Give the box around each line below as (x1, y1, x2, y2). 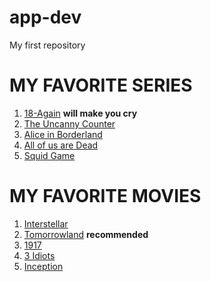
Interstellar (23, 217, 69, 230)
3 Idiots (23, 249, 56, 261)
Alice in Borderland (23, 128, 103, 140)
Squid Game (23, 149, 76, 161)
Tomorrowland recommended (23, 228, 149, 240)
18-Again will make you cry (23, 107, 138, 119)
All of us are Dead (23, 139, 99, 151)
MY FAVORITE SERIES (9, 74, 193, 97)
